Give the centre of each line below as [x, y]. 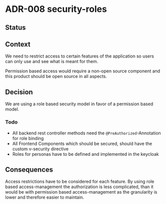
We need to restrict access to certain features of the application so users [80, 56]
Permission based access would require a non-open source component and [83, 71]
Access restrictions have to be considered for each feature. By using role [80, 182]
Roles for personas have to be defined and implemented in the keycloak [85, 154]
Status [16, 28]
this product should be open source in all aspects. [56, 76]
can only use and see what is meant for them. [52, 62]
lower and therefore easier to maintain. [45, 198]
